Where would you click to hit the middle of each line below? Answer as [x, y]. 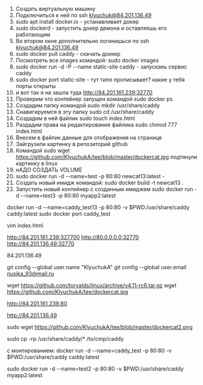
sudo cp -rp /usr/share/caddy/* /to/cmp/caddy [65, 339]
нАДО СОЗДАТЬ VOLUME [49, 170]
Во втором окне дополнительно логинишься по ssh [82, 41]
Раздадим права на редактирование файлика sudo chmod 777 [96, 125]
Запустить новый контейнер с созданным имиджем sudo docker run [104, 189]
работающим [33, 35]
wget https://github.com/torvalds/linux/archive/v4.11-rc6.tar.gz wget [92, 285]
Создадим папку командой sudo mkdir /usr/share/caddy [88, 105]
